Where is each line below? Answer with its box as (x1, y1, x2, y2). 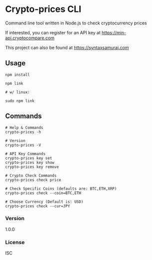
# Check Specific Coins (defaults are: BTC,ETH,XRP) (5, 186, 117, 191)
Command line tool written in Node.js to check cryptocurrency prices (5, 20, 147, 26)
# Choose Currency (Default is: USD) (5, 199, 84, 204)
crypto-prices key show (5, 160, 55, 165)
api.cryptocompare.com (5, 35, 55, 41)
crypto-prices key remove (5, 164, 59, 169)
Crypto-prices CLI (5, 3, 81, 15)
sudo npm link (5, 98, 35, 103)
